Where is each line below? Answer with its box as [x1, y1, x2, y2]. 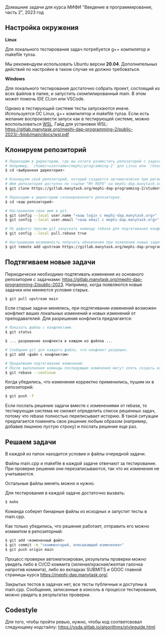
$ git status [5, 330, 32, 335]
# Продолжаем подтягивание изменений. [5, 361, 84, 366]
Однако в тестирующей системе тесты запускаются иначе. [5, 105, 130, 111]
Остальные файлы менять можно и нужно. [5, 480, 95, 486]
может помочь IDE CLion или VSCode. [5, 95, 85, 101]
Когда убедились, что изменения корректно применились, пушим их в [5, 379, 155, 385]
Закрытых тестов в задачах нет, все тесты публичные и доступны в [5, 581, 147, 587]
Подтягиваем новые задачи [5, 258, 96, 266]
